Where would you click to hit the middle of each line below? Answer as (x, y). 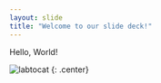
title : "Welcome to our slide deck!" (81, 26)
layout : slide (36, 18)
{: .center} (70, 69)
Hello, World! (34, 51)
